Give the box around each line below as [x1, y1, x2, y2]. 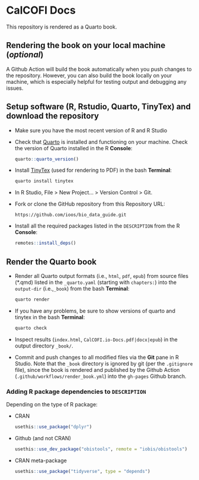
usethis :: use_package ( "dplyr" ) [14, 424, 92, 430]
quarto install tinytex [14, 178, 74, 184]
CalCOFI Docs [6, 4, 76, 17]
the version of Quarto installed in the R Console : [14, 144, 133, 151]
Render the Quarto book [6, 257, 97, 267]
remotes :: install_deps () [14, 240, 76, 247]
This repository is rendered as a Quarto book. [6, 23, 117, 30]
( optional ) [6, 50, 44, 60]
